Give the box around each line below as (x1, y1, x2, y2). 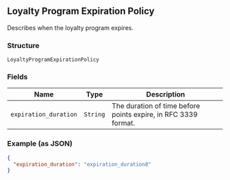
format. (112, 118, 136, 128)
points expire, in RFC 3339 (112, 110, 199, 119)
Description (146, 90, 186, 99)
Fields (7, 72, 28, 81)
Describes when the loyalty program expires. (7, 23, 134, 31)
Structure (7, 40, 40, 50)
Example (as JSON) (7, 139, 73, 149)
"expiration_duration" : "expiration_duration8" (13, 161, 152, 168)
